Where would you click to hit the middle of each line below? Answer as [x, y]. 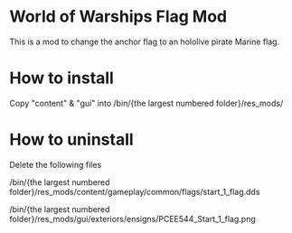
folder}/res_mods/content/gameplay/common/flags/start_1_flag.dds [135, 191]
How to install [62, 78]
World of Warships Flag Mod [118, 17]
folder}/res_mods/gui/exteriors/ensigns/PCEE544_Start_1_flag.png [132, 219]
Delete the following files [56, 164]
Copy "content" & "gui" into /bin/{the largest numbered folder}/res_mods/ [146, 103]
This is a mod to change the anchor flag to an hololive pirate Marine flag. [145, 42]
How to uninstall [71, 140]
